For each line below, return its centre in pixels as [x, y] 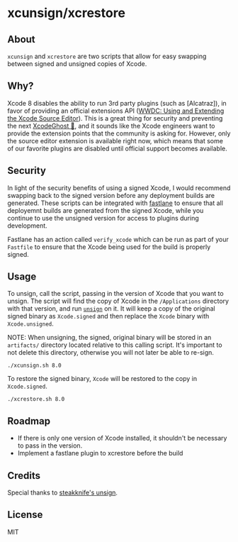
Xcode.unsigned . [31, 323]
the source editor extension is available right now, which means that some [115, 140]
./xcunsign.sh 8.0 [34, 366]
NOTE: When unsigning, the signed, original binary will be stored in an [109, 338]
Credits [24, 476]
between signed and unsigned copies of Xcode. [77, 64]
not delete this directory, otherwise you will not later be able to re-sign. [111, 353]
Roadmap [29, 421]
